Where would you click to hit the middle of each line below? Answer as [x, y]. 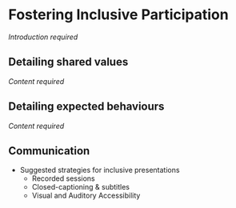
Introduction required [43, 37]
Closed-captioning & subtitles [81, 187]
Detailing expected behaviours [86, 107]
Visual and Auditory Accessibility [86, 196]
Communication [49, 151]
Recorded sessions [64, 178]
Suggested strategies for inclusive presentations [100, 170]
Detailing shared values [68, 62]
